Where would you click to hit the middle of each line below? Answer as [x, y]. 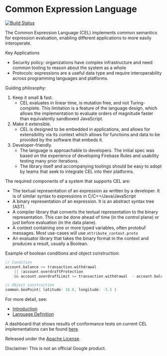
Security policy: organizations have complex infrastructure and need [83, 62]
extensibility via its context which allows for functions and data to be [90, 134]
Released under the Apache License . [43, 339]
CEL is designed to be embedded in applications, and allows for [85, 129]
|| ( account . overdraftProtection [49, 271]
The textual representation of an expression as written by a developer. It [86, 190]
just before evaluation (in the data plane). [54, 222]
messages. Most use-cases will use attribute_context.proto [75, 233]
